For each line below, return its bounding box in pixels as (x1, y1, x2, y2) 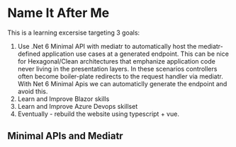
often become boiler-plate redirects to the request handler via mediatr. (17, 72, 223, 81)
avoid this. (17, 87, 48, 95)
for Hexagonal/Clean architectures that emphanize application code (17, 57, 216, 65)
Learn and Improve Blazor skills (17, 94, 110, 103)
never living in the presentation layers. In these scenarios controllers (17, 64, 218, 73)
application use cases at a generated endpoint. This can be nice (42, 49, 229, 58)
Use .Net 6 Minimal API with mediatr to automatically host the (17, 42, 197, 50)
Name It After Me (7, 5, 110, 21)
